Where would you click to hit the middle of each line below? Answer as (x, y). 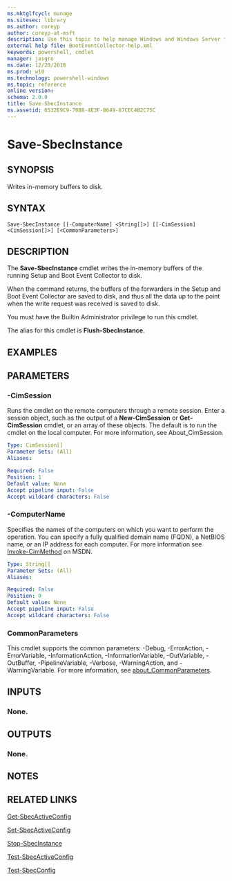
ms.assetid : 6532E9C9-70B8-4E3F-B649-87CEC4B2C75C (81, 110)
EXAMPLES (32, 352)
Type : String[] (29, 564)
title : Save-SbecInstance (44, 104)
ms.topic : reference (37, 84)
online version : (30, 91)
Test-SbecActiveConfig (40, 857)
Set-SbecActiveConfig (39, 830)
